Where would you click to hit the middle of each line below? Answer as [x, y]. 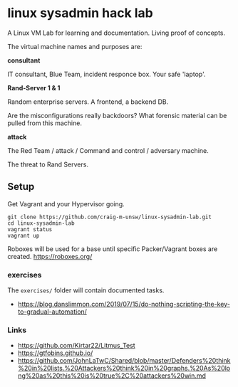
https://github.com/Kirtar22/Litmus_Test [76, 346]
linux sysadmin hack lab [80, 13]
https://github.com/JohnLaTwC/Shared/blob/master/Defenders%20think [124, 361]
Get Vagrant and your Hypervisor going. [66, 203]
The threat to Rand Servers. [48, 164]
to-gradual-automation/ [52, 312]
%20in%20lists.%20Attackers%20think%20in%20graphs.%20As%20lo [124, 369]
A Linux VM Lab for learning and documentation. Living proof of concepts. [117, 33]
